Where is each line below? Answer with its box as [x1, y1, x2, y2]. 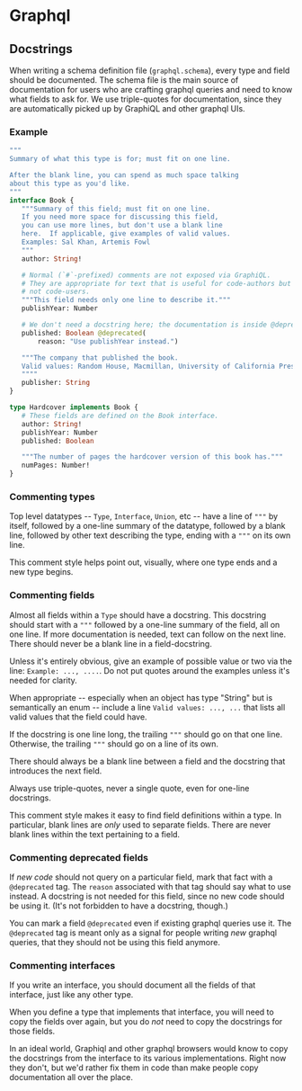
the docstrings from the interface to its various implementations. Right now [9, 1053, 287, 1064]
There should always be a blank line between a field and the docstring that [9, 756, 286, 766]
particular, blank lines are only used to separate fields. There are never [9, 819, 271, 830]
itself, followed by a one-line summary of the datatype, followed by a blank [9, 521, 286, 532]
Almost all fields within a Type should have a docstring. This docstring [9, 609, 267, 621]
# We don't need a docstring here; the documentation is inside [21, 320, 268, 329]
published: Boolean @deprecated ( [21, 328, 147, 337]
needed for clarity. [9, 675, 78, 685]
